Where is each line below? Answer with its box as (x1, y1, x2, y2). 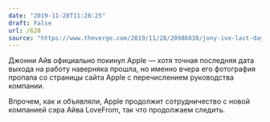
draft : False (8, 19, 52, 27)
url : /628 (8, 26, 42, 34)
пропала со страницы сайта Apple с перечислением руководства (8, 73, 235, 82)
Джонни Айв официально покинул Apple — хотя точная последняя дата (8, 56, 255, 65)
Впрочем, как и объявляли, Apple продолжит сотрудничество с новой (8, 96, 251, 106)
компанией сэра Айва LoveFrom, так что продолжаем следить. (8, 105, 226, 115)
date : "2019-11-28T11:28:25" (8, 11, 106, 20)
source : (8, 33, 35, 42)
